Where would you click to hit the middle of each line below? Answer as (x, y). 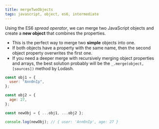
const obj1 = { (20, 77)
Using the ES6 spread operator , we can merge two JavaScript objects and (79, 28)
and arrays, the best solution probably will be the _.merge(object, (78, 63)
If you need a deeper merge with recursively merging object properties (83, 58)
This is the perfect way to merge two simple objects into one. (74, 42)
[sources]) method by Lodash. (43, 68)
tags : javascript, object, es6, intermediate (52, 14)
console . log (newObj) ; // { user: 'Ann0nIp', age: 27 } (62, 122)
